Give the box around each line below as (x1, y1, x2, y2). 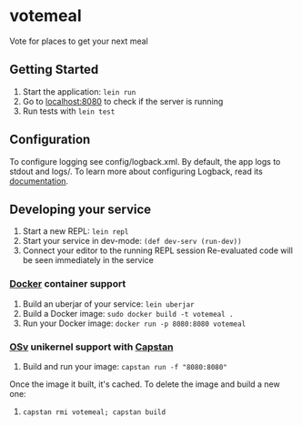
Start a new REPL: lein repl (22, 226, 129, 237)
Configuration (9, 132, 91, 147)
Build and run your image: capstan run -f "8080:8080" (22, 360, 227, 371)
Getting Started (9, 62, 99, 77)
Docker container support (9, 278, 126, 290)
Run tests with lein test (22, 106, 116, 117)
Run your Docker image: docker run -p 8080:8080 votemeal (22, 318, 247, 329)
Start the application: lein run (22, 86, 136, 96)
